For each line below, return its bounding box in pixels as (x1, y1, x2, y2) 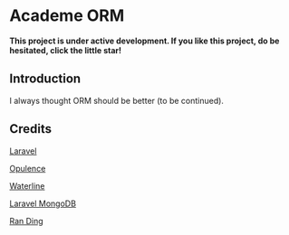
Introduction (9, 71, 82, 87)
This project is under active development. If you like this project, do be (9, 35, 280, 46)
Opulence (9, 163, 46, 174)
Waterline (9, 180, 45, 191)
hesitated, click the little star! (9, 44, 122, 55)
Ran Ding (9, 215, 43, 226)
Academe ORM (9, 5, 125, 26)
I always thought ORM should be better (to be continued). (9, 95, 225, 106)
